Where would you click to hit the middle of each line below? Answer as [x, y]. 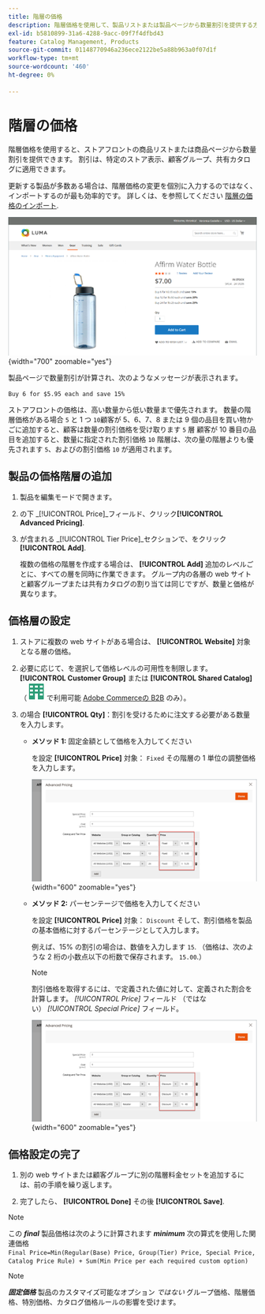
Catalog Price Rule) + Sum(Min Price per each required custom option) [128, 1261]
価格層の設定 [39, 621]
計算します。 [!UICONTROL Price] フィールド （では [116, 998]
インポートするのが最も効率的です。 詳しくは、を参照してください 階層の [127, 195]
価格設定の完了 [45, 1154]
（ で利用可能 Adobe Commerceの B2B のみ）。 [105, 698]
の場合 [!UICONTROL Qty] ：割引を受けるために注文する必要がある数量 [135, 714]
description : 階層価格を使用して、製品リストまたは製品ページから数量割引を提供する [131, 25]
